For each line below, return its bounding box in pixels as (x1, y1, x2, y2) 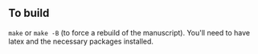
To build (8, 6, 50, 20)
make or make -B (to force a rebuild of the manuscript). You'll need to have (8, 27, 251, 37)
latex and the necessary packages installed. (8, 36, 154, 46)
